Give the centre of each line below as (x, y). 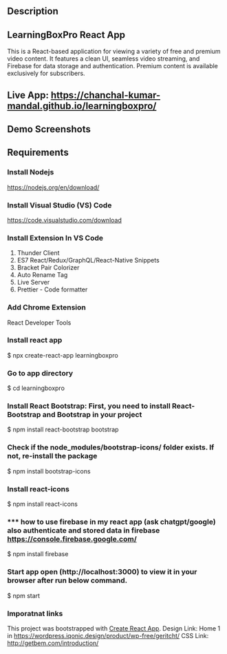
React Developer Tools (39, 323)
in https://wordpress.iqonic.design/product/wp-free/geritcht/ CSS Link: (108, 635)
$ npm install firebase (38, 554)
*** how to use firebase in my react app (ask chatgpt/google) (111, 522)
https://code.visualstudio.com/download (64, 220)
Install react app (35, 340)
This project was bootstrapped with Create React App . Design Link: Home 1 (114, 628)
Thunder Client (38, 253)
